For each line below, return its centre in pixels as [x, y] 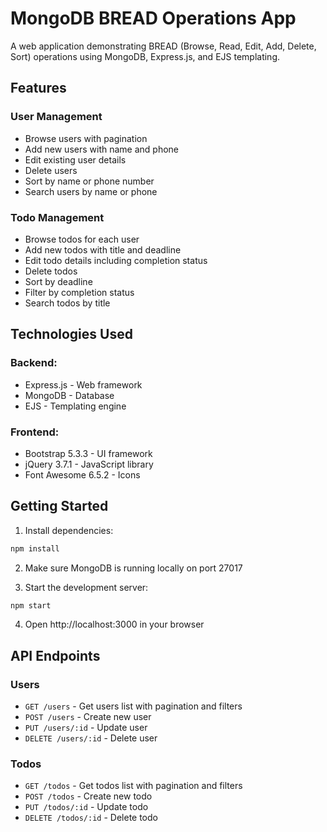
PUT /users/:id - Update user [86, 728]
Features [38, 88]
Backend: [34, 363]
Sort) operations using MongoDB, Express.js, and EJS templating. [145, 56]
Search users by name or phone [91, 191]
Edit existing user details [75, 159]
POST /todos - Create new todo [88, 796]
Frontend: [35, 432]
